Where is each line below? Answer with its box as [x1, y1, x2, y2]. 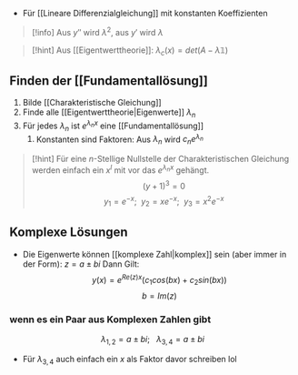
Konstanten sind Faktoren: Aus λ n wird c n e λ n [35, 132, 204, 147]
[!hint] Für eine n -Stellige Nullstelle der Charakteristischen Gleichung [31, 153, 290, 164]
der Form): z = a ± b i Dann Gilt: [22, 258, 140, 269]
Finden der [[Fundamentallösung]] [9, 73, 209, 88]
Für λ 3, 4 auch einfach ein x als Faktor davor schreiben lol [22, 354, 238, 367]
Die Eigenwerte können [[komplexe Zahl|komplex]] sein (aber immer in [22, 248, 287, 259]
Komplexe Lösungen [9, 225, 129, 240]
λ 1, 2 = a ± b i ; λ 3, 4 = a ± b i [101, 334, 204, 347]
